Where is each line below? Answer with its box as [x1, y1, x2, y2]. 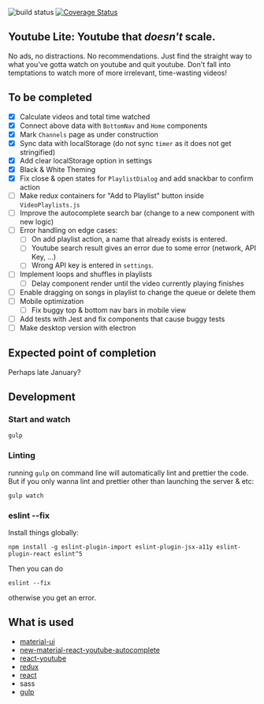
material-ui [19, 636, 55, 646]
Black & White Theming [19, 164, 96, 174]
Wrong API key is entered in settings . [31, 260, 154, 270]
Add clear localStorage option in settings [19, 155, 152, 165]
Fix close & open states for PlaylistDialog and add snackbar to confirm [19, 174, 254, 183]
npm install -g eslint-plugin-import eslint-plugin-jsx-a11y [8, 543, 214, 551]
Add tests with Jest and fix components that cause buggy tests [19, 314, 225, 324]
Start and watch [8, 414, 71, 425]
